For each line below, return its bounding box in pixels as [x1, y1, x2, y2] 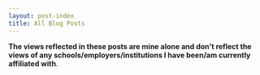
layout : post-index [8, 11, 75, 20]
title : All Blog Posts [8, 19, 85, 27]
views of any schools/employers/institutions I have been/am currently [8, 50, 251, 60]
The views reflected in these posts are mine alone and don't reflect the [8, 41, 252, 51]
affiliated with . [8, 58, 58, 69]
